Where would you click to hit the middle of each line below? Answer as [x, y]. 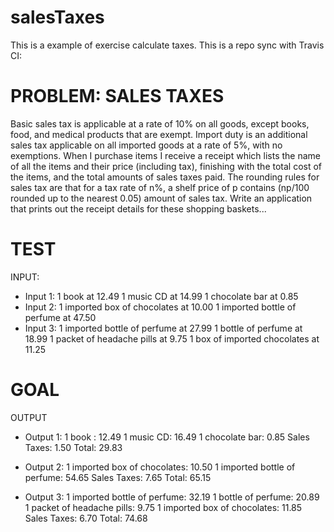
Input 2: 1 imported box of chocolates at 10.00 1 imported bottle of [160, 307]
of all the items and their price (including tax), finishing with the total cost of [166, 166]
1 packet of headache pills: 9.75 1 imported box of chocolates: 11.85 [163, 507]
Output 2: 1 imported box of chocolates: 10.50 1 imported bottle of [160, 467]
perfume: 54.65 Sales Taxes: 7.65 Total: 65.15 [118, 477]
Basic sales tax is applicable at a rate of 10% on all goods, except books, [160, 123]
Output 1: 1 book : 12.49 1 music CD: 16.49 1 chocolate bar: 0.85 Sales [167, 437]
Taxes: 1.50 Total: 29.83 [73, 447]
